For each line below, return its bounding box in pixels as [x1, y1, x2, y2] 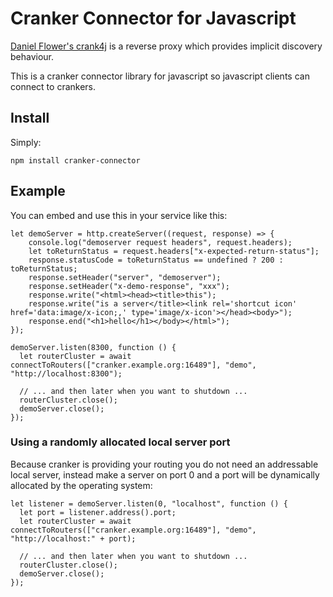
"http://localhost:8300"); [10, 368, 123, 379]
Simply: [10, 136, 42, 148]
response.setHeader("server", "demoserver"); [28, 272, 222, 282]
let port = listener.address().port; [19, 507, 177, 517]
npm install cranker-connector [10, 155, 141, 166]
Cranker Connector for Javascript [10, 7, 297, 30]
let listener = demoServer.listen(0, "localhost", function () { [10, 498, 288, 509]
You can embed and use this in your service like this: [10, 209, 228, 221]
